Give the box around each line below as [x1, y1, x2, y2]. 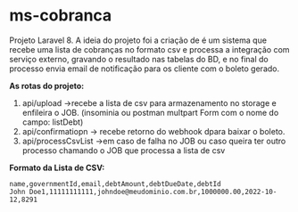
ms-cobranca [9, 5, 112, 26]
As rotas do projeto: [9, 80, 85, 91]
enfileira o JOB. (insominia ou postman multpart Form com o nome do [21, 107, 279, 118]
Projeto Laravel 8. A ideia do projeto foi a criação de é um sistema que [9, 35, 268, 45]
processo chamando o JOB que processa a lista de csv [21, 144, 226, 156]
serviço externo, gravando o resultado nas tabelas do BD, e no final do [9, 53, 269, 64]
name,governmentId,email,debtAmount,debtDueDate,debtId [9, 179, 221, 188]
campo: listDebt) [21, 117, 84, 127]
